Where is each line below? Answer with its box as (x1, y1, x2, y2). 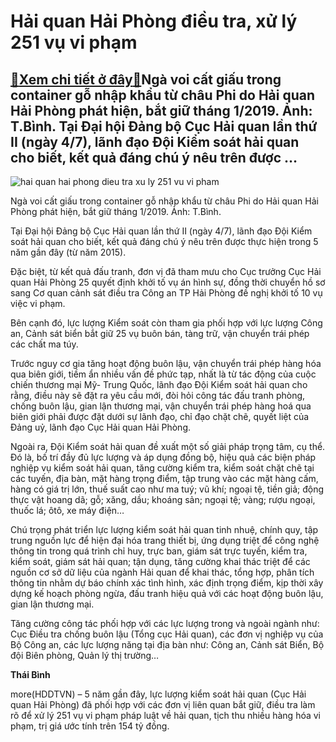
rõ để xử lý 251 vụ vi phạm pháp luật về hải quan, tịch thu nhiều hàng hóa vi (10, 710, 321, 721)
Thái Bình (10, 669, 51, 680)
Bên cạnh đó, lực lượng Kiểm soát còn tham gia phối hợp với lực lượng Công (10, 317, 323, 329)
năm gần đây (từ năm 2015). (10, 246, 127, 258)
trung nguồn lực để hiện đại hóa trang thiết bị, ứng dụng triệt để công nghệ (10, 535, 320, 546)
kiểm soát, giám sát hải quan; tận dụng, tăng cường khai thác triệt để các (10, 556, 311, 567)
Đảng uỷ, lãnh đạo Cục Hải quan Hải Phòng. (10, 421, 192, 433)
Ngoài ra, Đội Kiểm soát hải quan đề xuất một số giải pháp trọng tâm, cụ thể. (10, 441, 326, 452)
